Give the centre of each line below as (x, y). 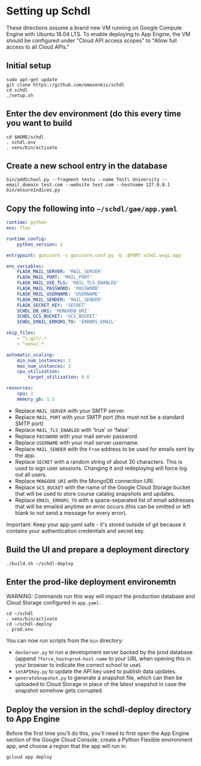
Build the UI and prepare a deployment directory (98, 550)
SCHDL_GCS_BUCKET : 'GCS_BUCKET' (57, 317)
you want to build (39, 123)
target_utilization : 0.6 (59, 377)
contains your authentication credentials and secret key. (76, 530)
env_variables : (25, 266)
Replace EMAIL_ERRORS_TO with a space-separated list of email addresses (104, 500)
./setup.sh (20, 95)
